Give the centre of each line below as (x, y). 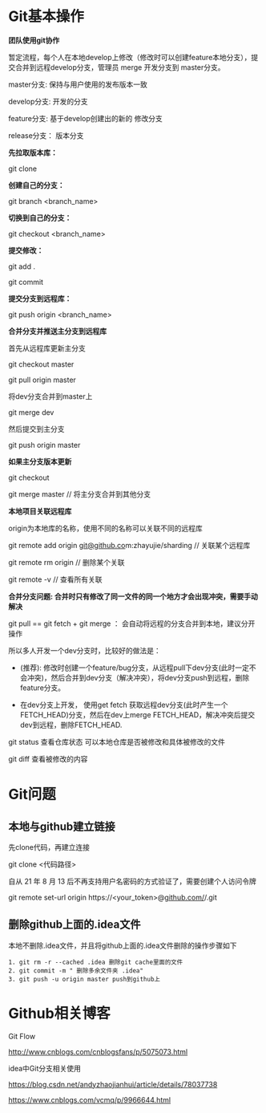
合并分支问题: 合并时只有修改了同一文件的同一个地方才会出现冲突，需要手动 (133, 596)
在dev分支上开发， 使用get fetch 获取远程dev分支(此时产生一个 (124, 705)
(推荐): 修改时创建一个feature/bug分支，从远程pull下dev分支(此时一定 (135, 668)
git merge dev (31, 412)
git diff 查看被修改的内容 (48, 758)
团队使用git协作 (34, 40)
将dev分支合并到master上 (50, 396)
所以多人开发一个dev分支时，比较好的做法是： (85, 650)
